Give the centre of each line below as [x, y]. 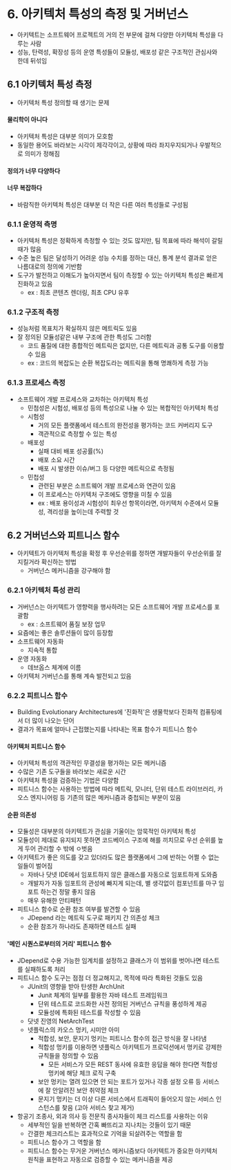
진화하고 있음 [35, 284]
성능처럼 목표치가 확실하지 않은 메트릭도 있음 [77, 329]
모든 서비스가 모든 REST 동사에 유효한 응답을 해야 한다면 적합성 [133, 1064]
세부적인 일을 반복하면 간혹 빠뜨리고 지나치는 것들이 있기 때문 [109, 1124]
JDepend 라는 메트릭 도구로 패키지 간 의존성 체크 [93, 918]
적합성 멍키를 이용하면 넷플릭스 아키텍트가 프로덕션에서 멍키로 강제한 [130, 1047]
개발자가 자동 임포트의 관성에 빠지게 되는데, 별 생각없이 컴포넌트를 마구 [122, 884]
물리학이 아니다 [28, 120]
